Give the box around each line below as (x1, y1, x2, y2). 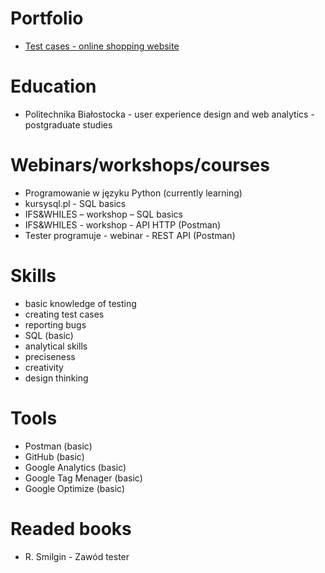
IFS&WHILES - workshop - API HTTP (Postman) (24, 218, 222, 231)
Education (10, 75, 97, 98)
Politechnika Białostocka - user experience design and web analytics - (24, 108, 315, 120)
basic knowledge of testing (24, 297, 137, 309)
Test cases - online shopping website (24, 40, 180, 52)
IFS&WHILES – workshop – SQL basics (24, 208, 183, 220)
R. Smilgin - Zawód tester (24, 550, 130, 562)
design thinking (24, 372, 89, 384)
